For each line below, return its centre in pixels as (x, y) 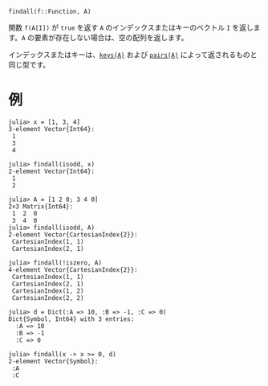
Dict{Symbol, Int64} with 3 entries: (71, 319)
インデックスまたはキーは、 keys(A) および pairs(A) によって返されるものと (133, 55)
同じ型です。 (29, 65)
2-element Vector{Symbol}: (53, 361)
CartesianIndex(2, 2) (48, 298)
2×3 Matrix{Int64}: (41, 206)
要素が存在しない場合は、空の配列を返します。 (111, 37)
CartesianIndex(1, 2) (48, 291)
